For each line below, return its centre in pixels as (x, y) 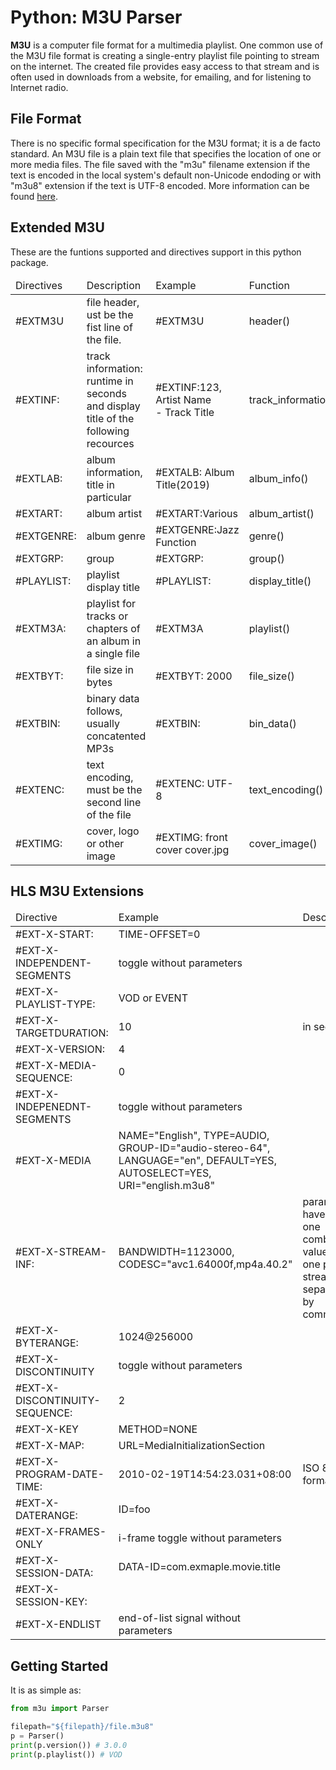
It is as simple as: (46, 1690)
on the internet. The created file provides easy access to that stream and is (165, 66)
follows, (104, 711)
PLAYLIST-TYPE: (55, 1004)
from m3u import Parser (60, 1709)
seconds (106, 393)
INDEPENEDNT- (54, 1107)
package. (29, 262)
